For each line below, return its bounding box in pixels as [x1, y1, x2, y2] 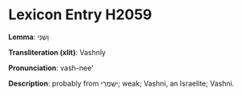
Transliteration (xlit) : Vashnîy [8, 47, 107, 57]
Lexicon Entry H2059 [8, 6, 152, 24]
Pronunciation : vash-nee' [8, 62, 94, 73]
